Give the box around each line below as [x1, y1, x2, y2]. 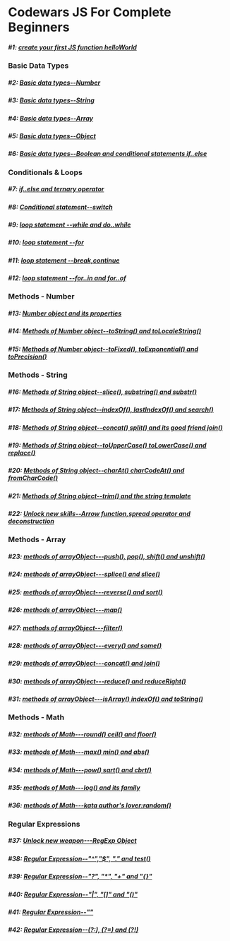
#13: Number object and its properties [8, 309, 122, 318]
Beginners [8, 19, 70, 35]
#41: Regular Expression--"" [8, 908, 94, 916]
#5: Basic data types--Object [8, 131, 96, 140]
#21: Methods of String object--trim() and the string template [8, 491, 191, 500]
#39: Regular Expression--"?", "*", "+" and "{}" [8, 873, 152, 881]
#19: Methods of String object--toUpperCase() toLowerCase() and [8, 440, 207, 449]
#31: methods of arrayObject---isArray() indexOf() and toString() [8, 695, 203, 703]
